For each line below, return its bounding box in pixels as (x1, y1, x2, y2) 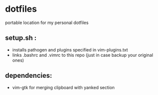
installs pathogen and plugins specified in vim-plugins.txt (12, 47, 129, 52)
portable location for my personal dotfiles (5, 20, 89, 25)
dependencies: (5, 71, 53, 80)
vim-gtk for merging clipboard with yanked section (12, 84, 115, 90)
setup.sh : (5, 34, 37, 42)
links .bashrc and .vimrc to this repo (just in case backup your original (12, 52, 154, 58)
